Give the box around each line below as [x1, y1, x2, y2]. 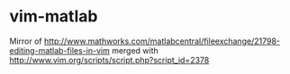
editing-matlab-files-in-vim [9, 45, 110, 55]
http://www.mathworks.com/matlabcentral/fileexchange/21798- [43, 36, 281, 46]
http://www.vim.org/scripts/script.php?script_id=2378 [9, 54, 210, 65]
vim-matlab [9, 6, 98, 27]
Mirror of [9, 36, 42, 46]
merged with [111, 45, 159, 55]
